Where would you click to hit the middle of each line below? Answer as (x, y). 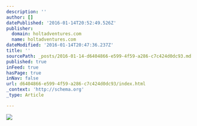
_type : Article (25, 95)
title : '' (19, 51)
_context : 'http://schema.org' (45, 90)
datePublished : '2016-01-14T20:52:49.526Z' (61, 23)
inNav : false (22, 78)
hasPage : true (24, 73)
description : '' (26, 12)
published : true (26, 62)
